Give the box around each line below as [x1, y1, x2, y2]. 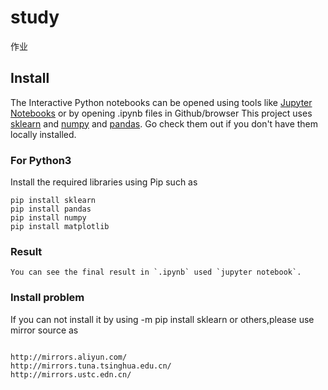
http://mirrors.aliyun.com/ [10, 352, 128, 362]
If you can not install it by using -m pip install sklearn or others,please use [10, 313, 315, 325]
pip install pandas [10, 204, 92, 215]
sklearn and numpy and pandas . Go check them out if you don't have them [10, 117, 319, 130]
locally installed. [10, 128, 77, 140]
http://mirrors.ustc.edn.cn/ [10, 369, 132, 380]
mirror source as [10, 324, 79, 336]
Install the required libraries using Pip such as [10, 176, 198, 188]
